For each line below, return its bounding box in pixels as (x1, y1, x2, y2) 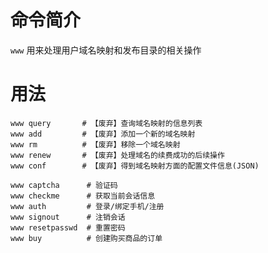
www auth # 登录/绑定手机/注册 (10, 201, 165, 211)
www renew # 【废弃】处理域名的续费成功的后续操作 (10, 150, 225, 160)
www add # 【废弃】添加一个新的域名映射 (10, 129, 196, 139)
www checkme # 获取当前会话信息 (10, 191, 156, 201)
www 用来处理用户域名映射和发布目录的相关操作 (10, 44, 202, 56)
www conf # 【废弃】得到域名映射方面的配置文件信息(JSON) (10, 161, 260, 171)
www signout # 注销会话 (10, 212, 126, 222)
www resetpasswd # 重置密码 (10, 222, 126, 233)
